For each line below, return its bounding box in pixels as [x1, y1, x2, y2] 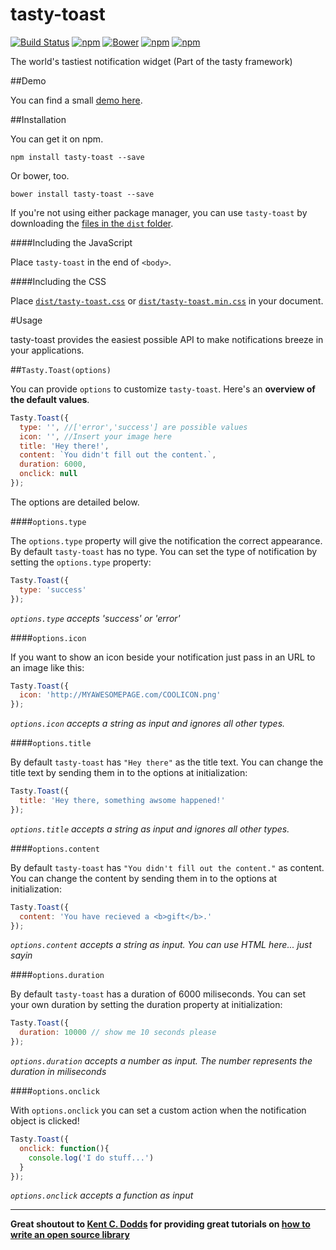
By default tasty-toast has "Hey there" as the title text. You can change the [10, 756, 324, 768]
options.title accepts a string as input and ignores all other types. [10, 823, 290, 835]
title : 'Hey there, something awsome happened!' [19, 796, 226, 806]
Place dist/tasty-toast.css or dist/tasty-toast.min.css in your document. [10, 294, 324, 307]
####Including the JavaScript [10, 236, 133, 248]
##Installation [10, 113, 67, 125]
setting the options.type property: [10, 556, 152, 568]
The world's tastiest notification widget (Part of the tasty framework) [10, 55, 293, 67]
